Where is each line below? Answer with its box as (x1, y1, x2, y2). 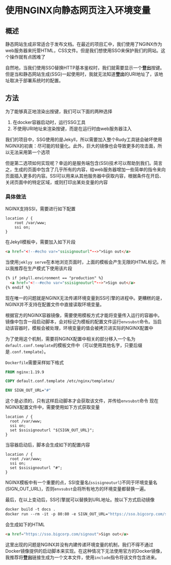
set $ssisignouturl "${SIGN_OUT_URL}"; (10, 428, 95, 433)
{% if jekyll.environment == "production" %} (5, 275, 103, 281)
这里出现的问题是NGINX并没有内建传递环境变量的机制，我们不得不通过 (5, 542, 154, 548)
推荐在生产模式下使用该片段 (14, 265, 72, 271)
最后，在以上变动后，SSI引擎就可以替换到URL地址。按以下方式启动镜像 (5, 497, 155, 503)
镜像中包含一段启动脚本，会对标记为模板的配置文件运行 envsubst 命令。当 (5, 318, 158, 325)
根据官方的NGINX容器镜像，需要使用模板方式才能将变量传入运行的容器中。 (5, 312, 162, 318)
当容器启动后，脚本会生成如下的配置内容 (5, 442, 90, 448)
